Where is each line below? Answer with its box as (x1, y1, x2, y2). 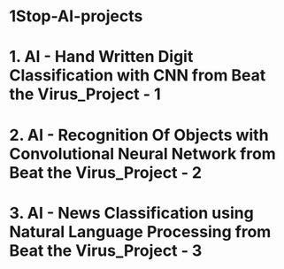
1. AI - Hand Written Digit (9, 47, 194, 67)
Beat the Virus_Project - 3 (9, 241, 203, 260)
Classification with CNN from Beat (9, 65, 266, 86)
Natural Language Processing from (9, 221, 272, 242)
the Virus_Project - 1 (9, 84, 161, 104)
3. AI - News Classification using (9, 203, 254, 223)
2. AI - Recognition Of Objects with (9, 125, 269, 145)
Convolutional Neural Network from (9, 143, 276, 164)
